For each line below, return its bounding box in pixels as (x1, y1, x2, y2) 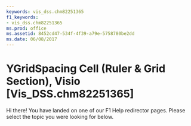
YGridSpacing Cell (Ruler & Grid (6, 62, 166, 75)
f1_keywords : (6, 14, 39, 20)
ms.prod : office (6, 25, 47, 31)
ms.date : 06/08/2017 (6, 36, 58, 42)
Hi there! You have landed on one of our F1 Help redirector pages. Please (6, 106, 186, 114)
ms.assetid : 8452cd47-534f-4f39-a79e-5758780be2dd (6, 31, 135, 37)
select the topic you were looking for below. (6, 113, 114, 120)
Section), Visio (6, 75, 81, 88)
